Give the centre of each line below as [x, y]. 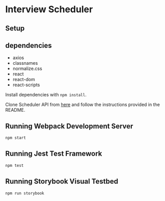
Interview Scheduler [49, 9]
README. [15, 110]
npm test [15, 165]
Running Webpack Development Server [69, 126]
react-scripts [26, 85]
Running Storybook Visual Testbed [62, 181]
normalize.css [27, 69]
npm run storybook [25, 193]
